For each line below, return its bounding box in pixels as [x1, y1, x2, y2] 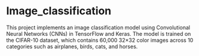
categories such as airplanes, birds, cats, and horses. [6, 43, 138, 50]
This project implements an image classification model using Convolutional [6, 24, 190, 31]
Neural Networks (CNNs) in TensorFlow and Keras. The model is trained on [6, 30, 191, 37]
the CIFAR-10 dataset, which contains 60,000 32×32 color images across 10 [6, 36, 194, 43]
